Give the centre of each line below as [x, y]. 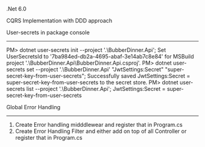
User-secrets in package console [48, 32]
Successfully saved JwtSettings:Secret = [139, 76]
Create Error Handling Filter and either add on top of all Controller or [101, 131]
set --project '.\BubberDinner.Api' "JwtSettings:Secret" [95, 69]
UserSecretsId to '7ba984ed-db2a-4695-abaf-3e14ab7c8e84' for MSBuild [100, 56]
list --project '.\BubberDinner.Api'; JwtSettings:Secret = [96, 89]
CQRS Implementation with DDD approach [59, 20]
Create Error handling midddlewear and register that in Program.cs [99, 125]
